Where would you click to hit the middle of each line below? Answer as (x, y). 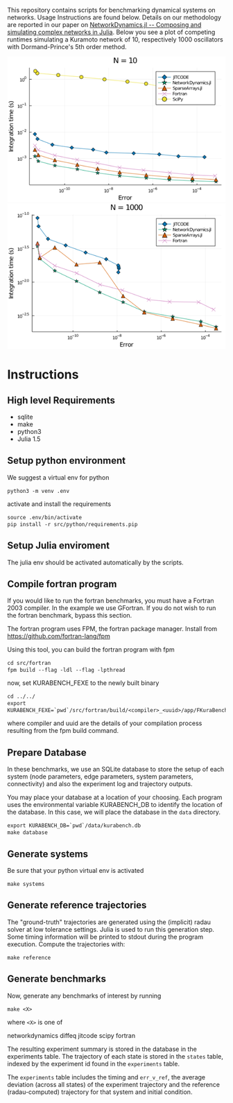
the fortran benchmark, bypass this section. (70, 616)
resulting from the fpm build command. (63, 731)
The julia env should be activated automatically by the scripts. (95, 562)
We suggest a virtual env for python (58, 477)
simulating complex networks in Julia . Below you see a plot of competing (111, 32)
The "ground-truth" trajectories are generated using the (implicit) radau (109, 922)
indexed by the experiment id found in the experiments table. (94, 1063)
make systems (26, 884)
